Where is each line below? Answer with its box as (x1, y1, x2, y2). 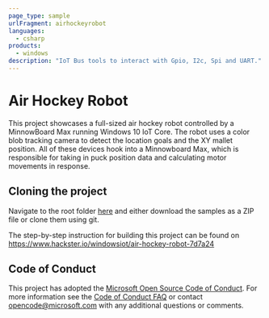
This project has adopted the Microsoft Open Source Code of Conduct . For (8, 283, 258, 293)
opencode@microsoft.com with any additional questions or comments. (8, 300, 244, 311)
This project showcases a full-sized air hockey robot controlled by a (8, 118, 234, 128)
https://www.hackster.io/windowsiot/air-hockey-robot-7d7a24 (8, 239, 215, 249)
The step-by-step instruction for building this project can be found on (8, 230, 240, 240)
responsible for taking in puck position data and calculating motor (8, 153, 227, 162)
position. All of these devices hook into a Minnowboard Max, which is (8, 144, 239, 153)
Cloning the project (8, 185, 107, 199)
